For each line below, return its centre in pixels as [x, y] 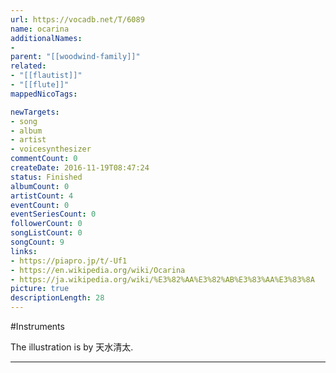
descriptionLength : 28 [57, 298]
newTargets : [35, 112]
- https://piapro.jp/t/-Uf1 [69, 261]
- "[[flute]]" [40, 85]
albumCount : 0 [40, 186]
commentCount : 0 [44, 159]
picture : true [40, 289]
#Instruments [37, 326]
